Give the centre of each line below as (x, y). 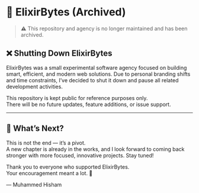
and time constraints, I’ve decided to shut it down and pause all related (92, 80)
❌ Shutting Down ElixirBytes (59, 54)
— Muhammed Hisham (34, 184)
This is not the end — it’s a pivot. (46, 143)
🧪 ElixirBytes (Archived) (66, 12)
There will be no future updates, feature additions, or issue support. (89, 104)
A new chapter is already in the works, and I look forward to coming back (95, 149)
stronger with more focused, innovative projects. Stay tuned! (80, 155)
